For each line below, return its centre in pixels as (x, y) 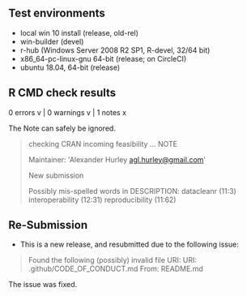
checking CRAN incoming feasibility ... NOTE (103, 144)
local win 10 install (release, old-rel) (79, 32)
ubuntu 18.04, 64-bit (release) (70, 67)
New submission (56, 175)
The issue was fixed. (43, 285)
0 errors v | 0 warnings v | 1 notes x (68, 112)
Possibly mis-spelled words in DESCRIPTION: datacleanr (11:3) (132, 191)
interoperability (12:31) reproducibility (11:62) (102, 199)
